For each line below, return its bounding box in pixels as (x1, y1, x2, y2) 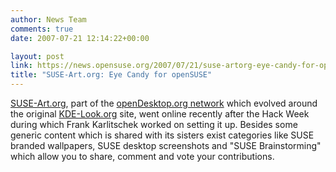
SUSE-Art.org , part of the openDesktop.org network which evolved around (10, 97, 318, 109)
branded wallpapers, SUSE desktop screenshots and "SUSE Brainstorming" (10, 140, 322, 151)
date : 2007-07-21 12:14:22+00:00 (10, 33, 150, 43)
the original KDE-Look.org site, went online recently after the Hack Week (10, 108, 310, 120)
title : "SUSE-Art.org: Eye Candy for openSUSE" (10, 70, 213, 80)
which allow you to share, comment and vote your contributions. (10, 151, 275, 162)
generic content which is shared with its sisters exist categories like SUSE (10, 129, 315, 141)
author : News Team (10, 14, 87, 25)
